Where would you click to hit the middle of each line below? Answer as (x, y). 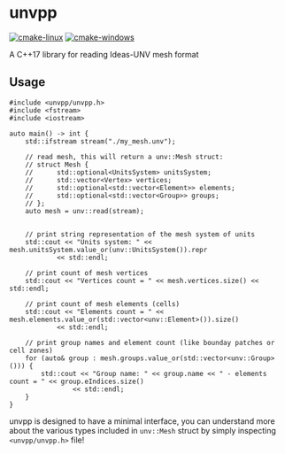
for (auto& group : (61, 358)
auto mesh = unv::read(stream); (85, 211)
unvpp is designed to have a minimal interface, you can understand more (142, 421)
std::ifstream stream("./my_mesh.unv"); (100, 141)
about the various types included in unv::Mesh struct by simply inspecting (143, 430)
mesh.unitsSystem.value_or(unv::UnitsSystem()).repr (108, 250)
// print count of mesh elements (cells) (102, 304)
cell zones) (31, 350)
